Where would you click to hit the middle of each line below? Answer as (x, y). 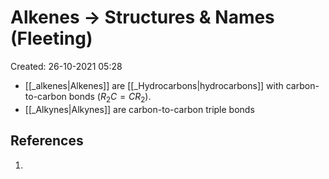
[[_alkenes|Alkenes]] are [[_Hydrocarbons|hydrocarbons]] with (154, 85)
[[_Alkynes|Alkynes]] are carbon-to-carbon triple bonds (139, 109)
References (47, 141)
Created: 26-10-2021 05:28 (66, 66)
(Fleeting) (51, 38)
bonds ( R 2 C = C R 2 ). (110, 97)
